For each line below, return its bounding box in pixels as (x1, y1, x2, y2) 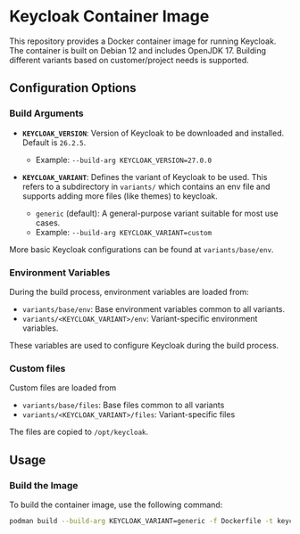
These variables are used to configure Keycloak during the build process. (9, 340, 279, 350)
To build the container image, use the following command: (9, 499, 223, 510)
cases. (35, 217, 61, 228)
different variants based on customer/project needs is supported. (9, 54, 250, 65)
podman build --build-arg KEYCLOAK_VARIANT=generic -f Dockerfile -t (9, 516, 274, 525)
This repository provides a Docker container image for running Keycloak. (9, 36, 277, 46)
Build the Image (9, 479, 79, 491)
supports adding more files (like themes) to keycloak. (21, 190, 219, 201)
